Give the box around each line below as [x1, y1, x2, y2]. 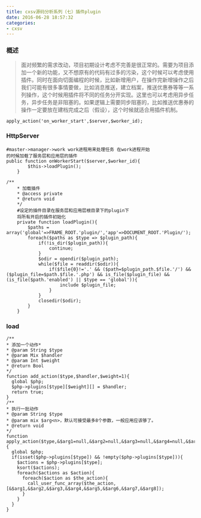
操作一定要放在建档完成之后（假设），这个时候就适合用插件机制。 [20, 106, 181, 113]
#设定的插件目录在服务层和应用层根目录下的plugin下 [17, 207, 130, 213]
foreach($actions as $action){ [17, 470, 95, 476]
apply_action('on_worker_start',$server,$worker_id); [6, 118, 144, 124]
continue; [48, 245, 74, 252]
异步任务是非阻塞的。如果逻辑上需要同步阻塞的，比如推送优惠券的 [31, 98, 194, 105]
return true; [11, 389, 44, 395]
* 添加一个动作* [6, 342, 41, 348]
